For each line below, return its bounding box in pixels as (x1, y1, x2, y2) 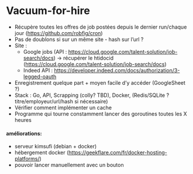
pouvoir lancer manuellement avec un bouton (14, 162, 124, 169)
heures (14, 116, 32, 123)
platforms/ (14, 155, 40, 162)
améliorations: (6, 130, 42, 137)
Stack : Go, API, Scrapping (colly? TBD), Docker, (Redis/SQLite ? (14, 92, 170, 99)
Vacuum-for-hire (6, 4, 91, 18)
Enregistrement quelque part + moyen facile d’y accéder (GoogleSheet (14, 79, 186, 86)
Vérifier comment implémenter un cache (14, 104, 112, 111)
